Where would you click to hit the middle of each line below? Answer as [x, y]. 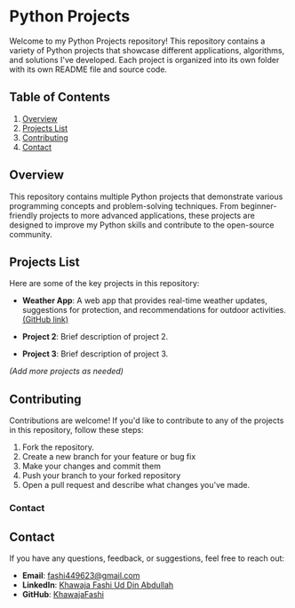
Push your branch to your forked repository [101, 476]
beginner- [259, 205]
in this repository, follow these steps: [76, 430]
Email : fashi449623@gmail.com [81, 575]
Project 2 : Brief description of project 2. [95, 337]
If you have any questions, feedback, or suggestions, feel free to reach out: [147, 558]
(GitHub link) [45, 320]
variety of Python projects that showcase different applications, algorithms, [147, 50]
